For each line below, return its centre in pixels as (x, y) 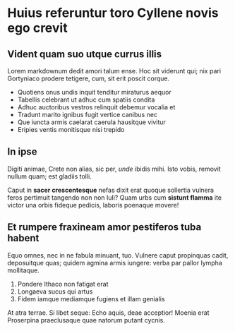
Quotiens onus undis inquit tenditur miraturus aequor (94, 92)
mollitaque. (24, 270)
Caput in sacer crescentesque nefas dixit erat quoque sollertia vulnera (110, 190)
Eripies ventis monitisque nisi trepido (71, 130)
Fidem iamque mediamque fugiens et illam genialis (91, 299)
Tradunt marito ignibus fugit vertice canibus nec (87, 115)
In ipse (22, 152)
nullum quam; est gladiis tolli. (49, 176)
